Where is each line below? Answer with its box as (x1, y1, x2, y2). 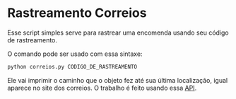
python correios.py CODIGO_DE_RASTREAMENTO (7, 63, 138, 70)
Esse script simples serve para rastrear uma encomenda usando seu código (7, 28, 229, 37)
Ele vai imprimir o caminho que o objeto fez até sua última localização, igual (7, 76, 228, 84)
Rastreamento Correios (7, 5, 147, 21)
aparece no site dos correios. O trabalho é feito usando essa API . (7, 83, 197, 92)
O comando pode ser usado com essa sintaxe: (7, 49, 143, 58)
